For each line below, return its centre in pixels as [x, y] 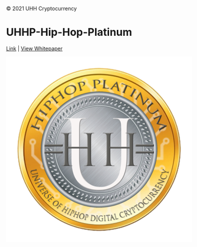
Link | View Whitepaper [35, 48]
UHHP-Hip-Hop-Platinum [69, 32]
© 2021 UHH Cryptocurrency [42, 9]
